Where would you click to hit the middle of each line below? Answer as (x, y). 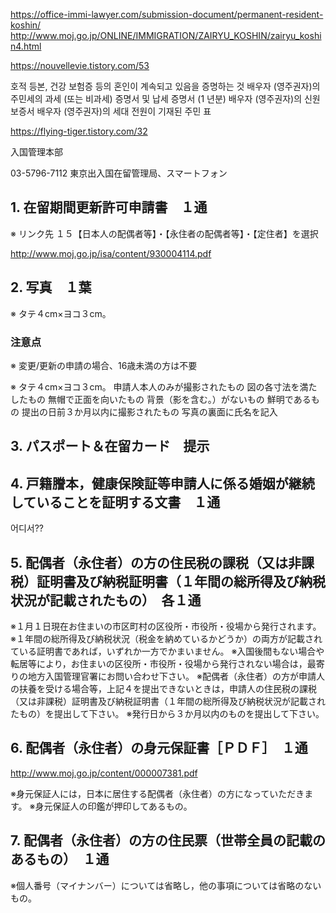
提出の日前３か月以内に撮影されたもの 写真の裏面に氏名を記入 (149, 411)
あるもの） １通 (60, 859)
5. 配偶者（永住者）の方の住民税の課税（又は (149, 562)
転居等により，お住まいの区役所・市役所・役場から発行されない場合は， (159, 663)
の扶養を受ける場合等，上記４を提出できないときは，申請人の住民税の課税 (163, 688)
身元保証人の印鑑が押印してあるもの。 (113, 806)
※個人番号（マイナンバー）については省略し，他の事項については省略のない (166, 885)
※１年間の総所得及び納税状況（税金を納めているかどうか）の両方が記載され (166, 638)
